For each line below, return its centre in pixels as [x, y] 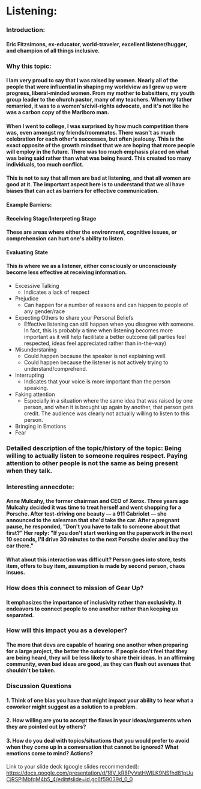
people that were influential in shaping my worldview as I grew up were [97, 87]
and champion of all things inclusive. [53, 50]
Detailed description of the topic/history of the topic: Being [94, 448]
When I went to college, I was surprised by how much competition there [97, 126]
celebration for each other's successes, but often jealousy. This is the [95, 139]
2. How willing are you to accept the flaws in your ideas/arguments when [99, 720]
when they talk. [29, 471]
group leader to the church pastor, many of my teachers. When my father [99, 100]
